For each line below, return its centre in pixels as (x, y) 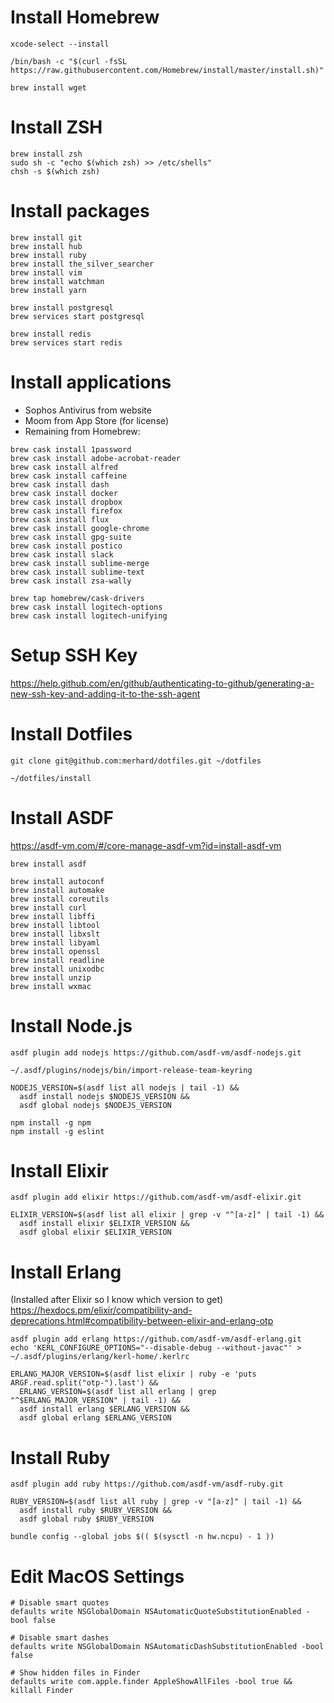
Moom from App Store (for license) (97, 420)
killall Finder (42, 1691)
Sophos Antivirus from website (88, 410)
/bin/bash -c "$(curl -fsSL (69, 61)
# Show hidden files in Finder (75, 1673)
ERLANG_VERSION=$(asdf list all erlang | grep (118, 1392)
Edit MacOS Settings (97, 1576)
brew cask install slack (62, 554)
